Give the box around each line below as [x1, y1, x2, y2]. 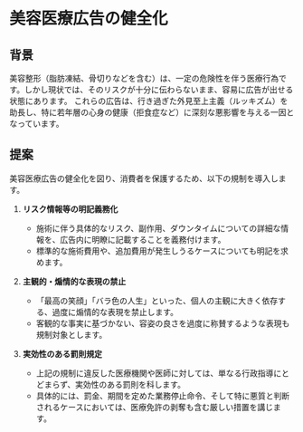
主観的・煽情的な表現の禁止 [22, 275, 127, 286]
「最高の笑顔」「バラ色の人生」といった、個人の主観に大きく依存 [35, 295, 279, 306]
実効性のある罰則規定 [22, 348, 102, 359]
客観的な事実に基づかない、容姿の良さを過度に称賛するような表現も [35, 318, 290, 329]
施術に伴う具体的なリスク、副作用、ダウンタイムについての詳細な [35, 223, 281, 234]
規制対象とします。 [35, 329, 108, 340]
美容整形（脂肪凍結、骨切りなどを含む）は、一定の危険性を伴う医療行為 [9, 73, 279, 83]
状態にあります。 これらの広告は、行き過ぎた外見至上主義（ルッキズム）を [9, 96, 289, 106]
